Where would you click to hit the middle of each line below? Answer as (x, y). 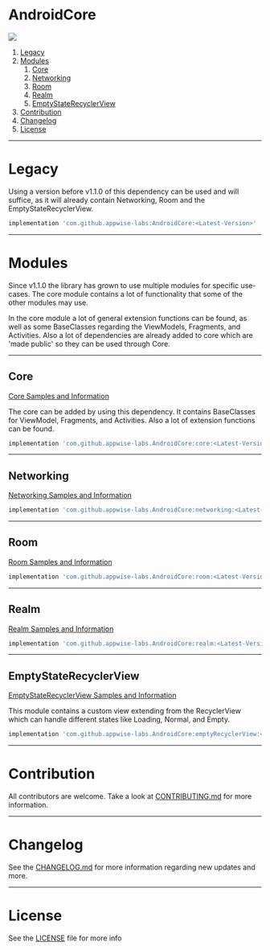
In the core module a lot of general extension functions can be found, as (128, 318)
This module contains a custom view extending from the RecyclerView (125, 711)
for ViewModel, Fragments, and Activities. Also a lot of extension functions (132, 420)
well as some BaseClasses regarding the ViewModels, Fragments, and (125, 327)
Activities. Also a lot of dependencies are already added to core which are (131, 335)
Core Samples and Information (59, 396)
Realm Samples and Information (61, 628)
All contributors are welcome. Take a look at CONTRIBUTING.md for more (130, 796)
